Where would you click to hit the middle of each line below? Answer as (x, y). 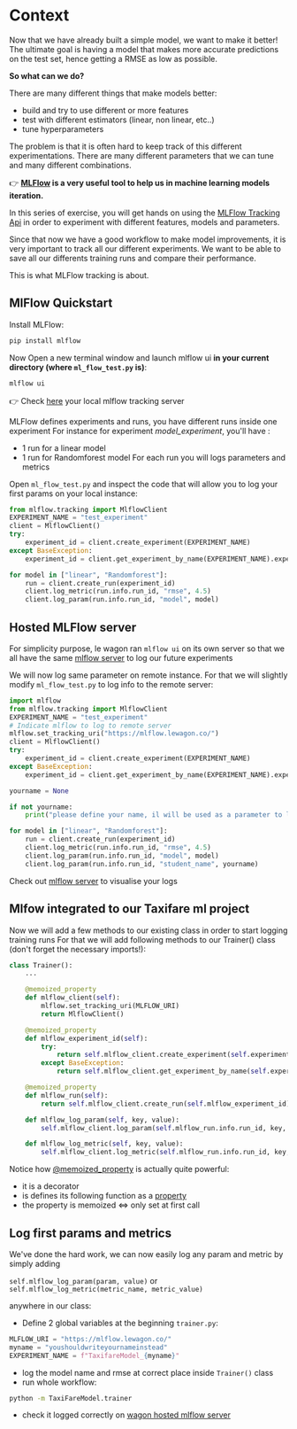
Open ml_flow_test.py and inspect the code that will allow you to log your (144, 484)
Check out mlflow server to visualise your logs (94, 881)
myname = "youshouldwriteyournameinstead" (88, 1347)
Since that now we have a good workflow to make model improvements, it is (148, 239)
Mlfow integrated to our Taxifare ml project (129, 909)
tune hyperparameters (63, 128)
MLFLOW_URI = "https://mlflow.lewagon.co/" (91, 1339)
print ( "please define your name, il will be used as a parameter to (154, 815)
